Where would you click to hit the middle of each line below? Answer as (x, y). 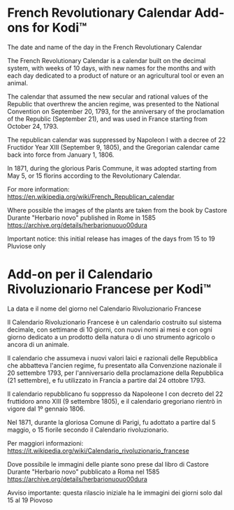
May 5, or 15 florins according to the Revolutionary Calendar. (94, 176)
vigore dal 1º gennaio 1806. (46, 409)
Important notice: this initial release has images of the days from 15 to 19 (111, 239)
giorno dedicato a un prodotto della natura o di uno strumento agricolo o (111, 337)
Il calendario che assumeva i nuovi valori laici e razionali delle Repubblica (112, 357)
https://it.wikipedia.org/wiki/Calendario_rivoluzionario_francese (98, 451)
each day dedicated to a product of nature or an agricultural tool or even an (116, 76)
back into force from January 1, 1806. (61, 155)
